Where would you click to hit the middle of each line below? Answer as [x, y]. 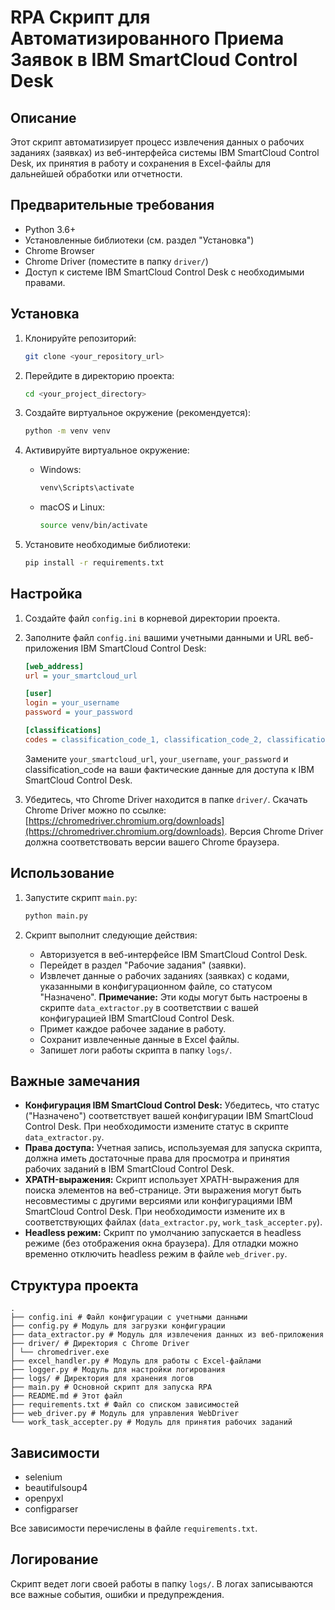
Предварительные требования [112, 205]
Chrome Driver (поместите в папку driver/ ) [116, 261]
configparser [51, 1508]
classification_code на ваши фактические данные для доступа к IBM [169, 769]
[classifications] [63, 731]
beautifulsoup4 [56, 1487]
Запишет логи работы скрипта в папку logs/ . [136, 1050]
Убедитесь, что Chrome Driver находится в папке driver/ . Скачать [166, 799]
